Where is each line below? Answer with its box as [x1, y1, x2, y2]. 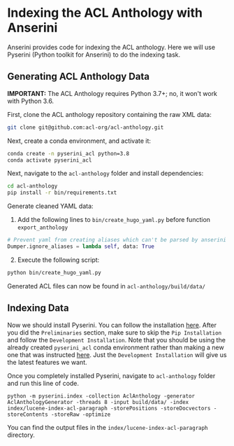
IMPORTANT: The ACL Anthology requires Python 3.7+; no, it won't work [7, 89, 218, 97]
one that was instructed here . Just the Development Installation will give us [7, 350, 227, 358]
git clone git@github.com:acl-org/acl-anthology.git [7, 124, 164, 131]
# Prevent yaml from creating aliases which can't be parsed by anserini [7, 237, 227, 244]
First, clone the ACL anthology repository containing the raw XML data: [7, 110, 212, 118]
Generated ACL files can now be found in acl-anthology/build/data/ [7, 281, 206, 290]
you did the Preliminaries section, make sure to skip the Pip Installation [7, 328, 222, 337]
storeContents [7, 411, 49, 418]
